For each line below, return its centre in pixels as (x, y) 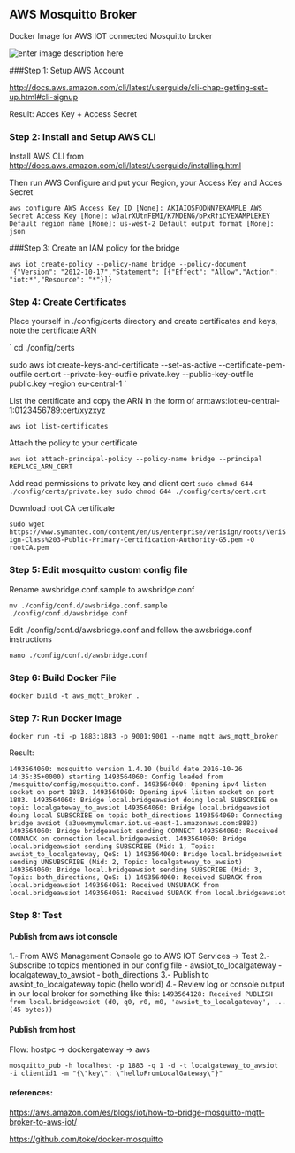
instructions (31, 639)
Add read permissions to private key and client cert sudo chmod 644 (131, 484)
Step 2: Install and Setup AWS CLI (83, 136)
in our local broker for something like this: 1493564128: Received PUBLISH (141, 994)
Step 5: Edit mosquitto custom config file (98, 570)
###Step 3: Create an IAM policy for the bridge (95, 248)
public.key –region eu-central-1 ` (68, 383)
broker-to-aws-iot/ (43, 1122)
